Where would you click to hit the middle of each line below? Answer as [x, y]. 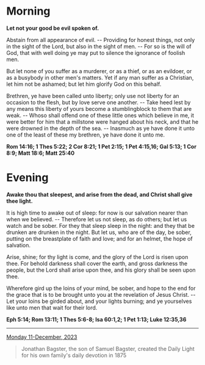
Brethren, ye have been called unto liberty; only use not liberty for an [93, 96]
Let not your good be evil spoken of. [53, 28]
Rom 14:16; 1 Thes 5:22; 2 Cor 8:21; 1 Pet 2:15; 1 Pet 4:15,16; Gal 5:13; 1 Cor [102, 146]
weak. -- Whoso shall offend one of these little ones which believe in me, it [100, 115]
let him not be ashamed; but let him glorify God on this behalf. [84, 84]
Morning [28, 11]
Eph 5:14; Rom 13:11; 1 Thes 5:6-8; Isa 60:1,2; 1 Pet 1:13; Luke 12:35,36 [96, 319]
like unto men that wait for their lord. [52, 307]
